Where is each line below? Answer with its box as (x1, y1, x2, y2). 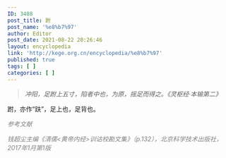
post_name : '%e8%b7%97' (7, 23, 78, 30)
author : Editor (7, 30, 52, 37)
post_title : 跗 (7, 17, 51, 24)
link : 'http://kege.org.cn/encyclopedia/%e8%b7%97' (7, 50, 162, 57)
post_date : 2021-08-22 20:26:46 (7, 37, 102, 44)
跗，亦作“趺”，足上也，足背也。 (7, 104, 100, 113)
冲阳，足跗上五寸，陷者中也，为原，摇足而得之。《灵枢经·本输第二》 (24, 90, 222, 98)
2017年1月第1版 (7, 143, 52, 152)
